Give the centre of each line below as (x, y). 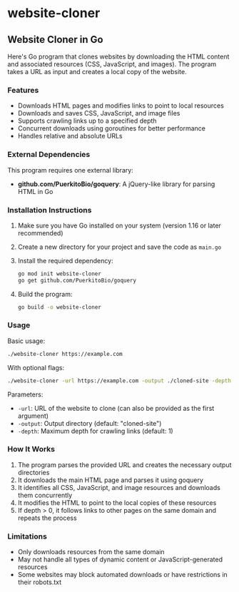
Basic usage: (26, 341)
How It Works (31, 449)
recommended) (40, 233)
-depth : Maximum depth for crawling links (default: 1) (95, 431)
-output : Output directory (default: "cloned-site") (90, 423)
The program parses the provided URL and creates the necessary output (124, 464)
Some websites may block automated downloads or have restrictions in (123, 575)
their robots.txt (40, 582)
